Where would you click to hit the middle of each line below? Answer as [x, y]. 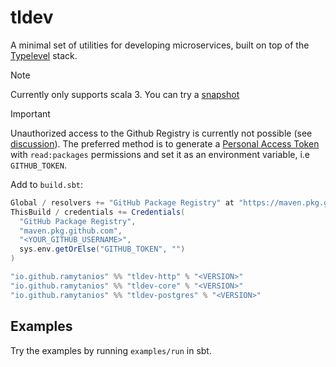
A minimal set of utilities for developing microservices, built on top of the [160, 45]
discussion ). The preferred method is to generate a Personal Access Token [165, 143]
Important [30, 113]
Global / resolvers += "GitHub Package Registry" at [122, 202]
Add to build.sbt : [47, 184]
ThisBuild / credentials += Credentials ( [98, 212]
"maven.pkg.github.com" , [71, 231]
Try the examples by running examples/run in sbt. [111, 350]
